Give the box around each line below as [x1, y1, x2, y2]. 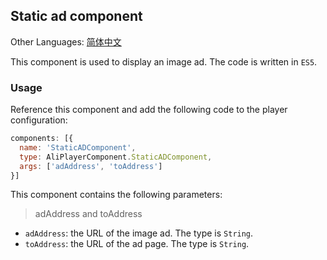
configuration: [10, 114, 68, 126]
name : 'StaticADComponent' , [19, 142, 137, 153]
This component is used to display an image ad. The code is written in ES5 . [10, 55, 318, 68]
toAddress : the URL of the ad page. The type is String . [24, 238, 250, 250]
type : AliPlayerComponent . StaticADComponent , [19, 152, 213, 162]
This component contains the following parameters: [10, 189, 223, 201]
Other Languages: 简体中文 [10, 35, 122, 48]
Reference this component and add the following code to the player [10, 104, 288, 116]
